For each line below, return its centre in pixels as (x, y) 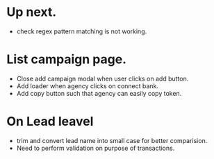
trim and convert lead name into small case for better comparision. (112, 140)
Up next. (32, 12)
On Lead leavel (50, 122)
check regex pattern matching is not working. (82, 31)
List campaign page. (66, 59)
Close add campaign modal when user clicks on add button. (102, 78)
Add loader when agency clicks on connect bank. (88, 86)
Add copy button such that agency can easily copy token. (99, 93)
